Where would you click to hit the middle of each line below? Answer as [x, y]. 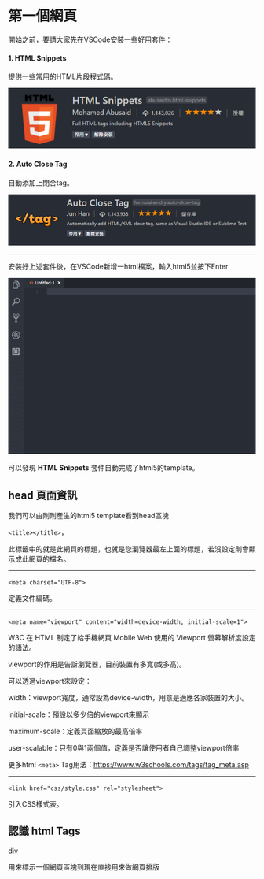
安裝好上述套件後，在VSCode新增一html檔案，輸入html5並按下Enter [118, 267]
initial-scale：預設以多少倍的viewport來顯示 [79, 714]
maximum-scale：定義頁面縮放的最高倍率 [75, 731]
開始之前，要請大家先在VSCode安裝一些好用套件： [90, 39]
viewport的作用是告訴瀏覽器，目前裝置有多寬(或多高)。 [97, 664]
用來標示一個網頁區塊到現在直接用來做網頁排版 [84, 866]
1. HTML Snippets [37, 58]
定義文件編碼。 [32, 599]
